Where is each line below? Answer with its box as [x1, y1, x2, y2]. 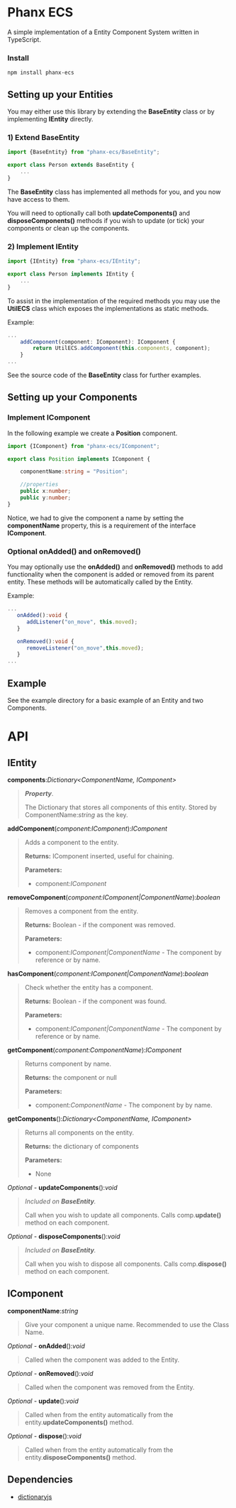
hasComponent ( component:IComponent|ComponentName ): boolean [7, 969, 209, 978]
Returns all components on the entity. [24, 1128, 135, 1137]
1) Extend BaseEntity [7, 132, 80, 142]
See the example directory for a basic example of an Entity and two [7, 696, 204, 704]
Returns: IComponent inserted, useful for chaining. [24, 851, 174, 860]
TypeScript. [7, 35, 41, 43]
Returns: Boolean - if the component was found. [24, 997, 167, 1005]
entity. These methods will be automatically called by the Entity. [7, 578, 193, 586]
